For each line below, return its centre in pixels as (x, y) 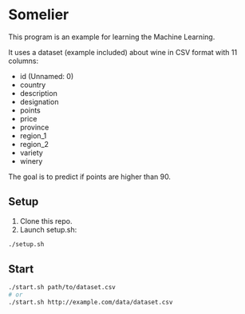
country (33, 85)
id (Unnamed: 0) (47, 76)
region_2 (34, 144)
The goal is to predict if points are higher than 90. (90, 177)
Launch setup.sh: (48, 229)
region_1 (33, 135)
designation (39, 101)
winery (31, 161)
